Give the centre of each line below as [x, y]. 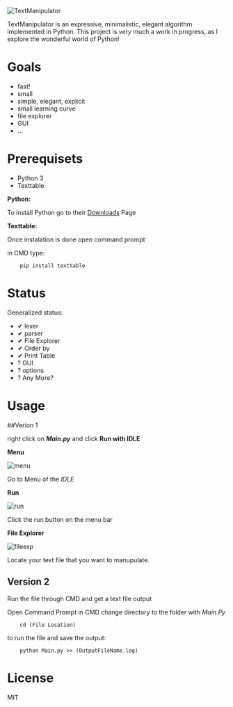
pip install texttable [53, 265]
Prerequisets [45, 159]
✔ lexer [28, 326]
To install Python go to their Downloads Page [72, 212]
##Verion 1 [23, 425]
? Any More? [35, 378]
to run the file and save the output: [57, 637]
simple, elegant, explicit [51, 101]
